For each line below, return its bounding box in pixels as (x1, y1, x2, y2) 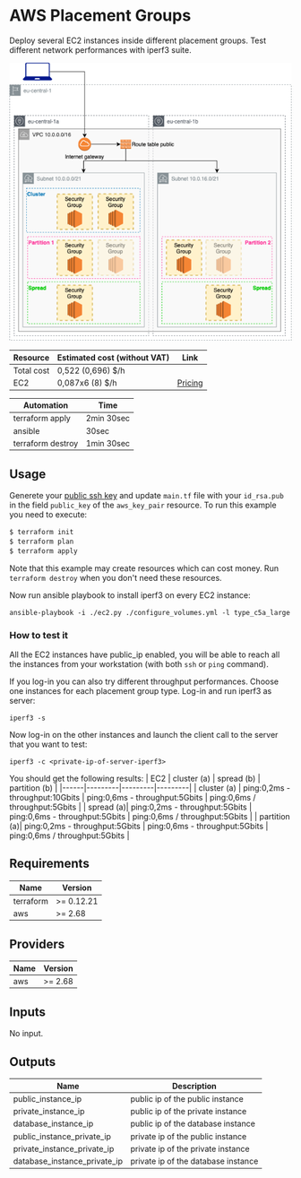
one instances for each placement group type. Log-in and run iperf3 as (9, 686, 272, 697)
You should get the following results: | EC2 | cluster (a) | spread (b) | (9, 773, 262, 784)
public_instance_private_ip (13, 1130, 112, 1141)
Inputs (9, 1004, 47, 1019)
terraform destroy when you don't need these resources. (9, 572, 222, 583)
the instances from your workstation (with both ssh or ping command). (9, 659, 269, 670)
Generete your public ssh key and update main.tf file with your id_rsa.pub (9, 490, 284, 501)
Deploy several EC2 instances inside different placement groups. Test (9, 35, 267, 46)
